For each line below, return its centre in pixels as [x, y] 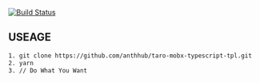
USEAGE [30, 37]
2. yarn [21, 63]
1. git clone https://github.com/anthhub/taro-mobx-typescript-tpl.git [130, 56]
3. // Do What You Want [48, 70]
